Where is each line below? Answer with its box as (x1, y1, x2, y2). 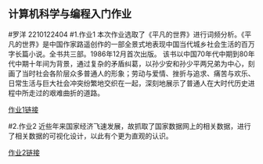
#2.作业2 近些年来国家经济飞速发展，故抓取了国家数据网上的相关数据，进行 (8, 121, 251, 130)
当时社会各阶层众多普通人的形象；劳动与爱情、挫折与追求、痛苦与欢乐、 (21, 69, 255, 78)
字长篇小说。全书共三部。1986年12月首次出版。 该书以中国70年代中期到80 (8, 49, 248, 59)
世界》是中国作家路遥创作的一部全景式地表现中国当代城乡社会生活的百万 (21, 39, 255, 48)
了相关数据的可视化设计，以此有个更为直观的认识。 (8, 131, 173, 141)
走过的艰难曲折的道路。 (28, 88, 104, 98)
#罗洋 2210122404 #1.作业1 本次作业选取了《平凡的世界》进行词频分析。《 (8, 30, 245, 39)
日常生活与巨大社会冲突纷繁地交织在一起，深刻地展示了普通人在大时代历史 (8, 78, 248, 87)
